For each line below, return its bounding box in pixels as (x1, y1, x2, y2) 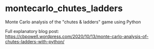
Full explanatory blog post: (5, 28, 59, 34)
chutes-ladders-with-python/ (5, 38, 65, 44)
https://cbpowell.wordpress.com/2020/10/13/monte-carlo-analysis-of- (5, 33, 149, 39)
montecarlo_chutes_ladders (5, 3, 123, 14)
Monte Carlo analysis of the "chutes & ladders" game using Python (5, 19, 141, 25)
